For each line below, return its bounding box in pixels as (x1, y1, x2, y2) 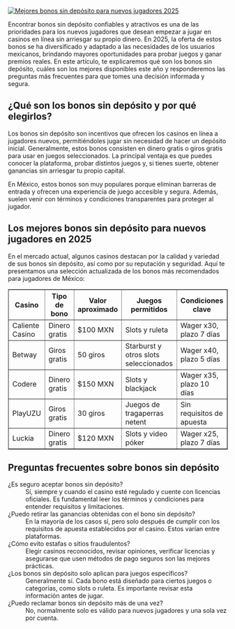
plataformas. (25, 532, 62, 541)
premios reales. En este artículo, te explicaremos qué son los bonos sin (8, 57, 212, 66)
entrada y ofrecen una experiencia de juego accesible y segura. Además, (8, 187, 219, 196)
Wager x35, (180, 370, 219, 380)
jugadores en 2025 (8, 233, 92, 245)
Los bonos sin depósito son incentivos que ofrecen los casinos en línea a (8, 129, 218, 138)
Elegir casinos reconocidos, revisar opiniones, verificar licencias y (25, 547, 215, 556)
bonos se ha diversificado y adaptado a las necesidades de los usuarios (8, 43, 215, 50)
